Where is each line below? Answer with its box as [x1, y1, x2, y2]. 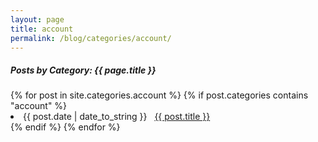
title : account [10, 24, 74, 34]
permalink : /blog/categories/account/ [10, 33, 172, 43]
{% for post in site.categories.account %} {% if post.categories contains [10, 89, 309, 101]
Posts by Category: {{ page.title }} [10, 64, 157, 76]
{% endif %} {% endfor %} [10, 121, 121, 133]
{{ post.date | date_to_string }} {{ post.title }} [23, 111, 211, 123]
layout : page [10, 14, 65, 25]
